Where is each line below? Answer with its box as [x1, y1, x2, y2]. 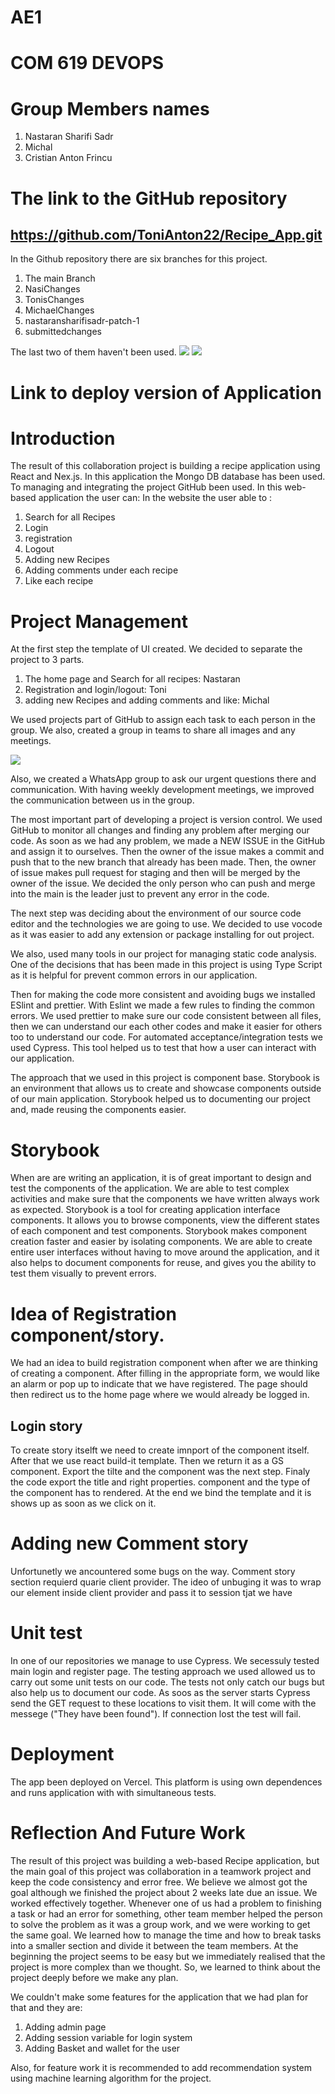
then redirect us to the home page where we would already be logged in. [10, 1389, 310, 1401]
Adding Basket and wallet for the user [24, 2042, 181, 2054]
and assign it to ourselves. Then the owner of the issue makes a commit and [10, 846, 325, 858]
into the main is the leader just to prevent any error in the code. [10, 888, 270, 900]
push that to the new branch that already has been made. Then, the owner [10, 856, 317, 868]
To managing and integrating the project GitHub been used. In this [10, 481, 283, 493]
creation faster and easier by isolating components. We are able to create [10, 1236, 313, 1248]
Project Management [10, 610, 188, 633]
